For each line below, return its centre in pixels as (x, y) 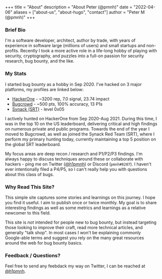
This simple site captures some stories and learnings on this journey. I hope (80, 197)
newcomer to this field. (28, 213)
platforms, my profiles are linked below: (44, 89)
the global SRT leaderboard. (33, 144)
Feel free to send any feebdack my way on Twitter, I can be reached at (75, 266)
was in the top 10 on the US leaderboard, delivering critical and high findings (81, 124)
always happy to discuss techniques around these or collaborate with (74, 159)
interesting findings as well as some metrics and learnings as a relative (75, 208)
